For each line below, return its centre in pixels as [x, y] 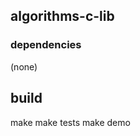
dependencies [46, 45]
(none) [24, 66]
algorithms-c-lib [62, 16]
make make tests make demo [70, 122]
